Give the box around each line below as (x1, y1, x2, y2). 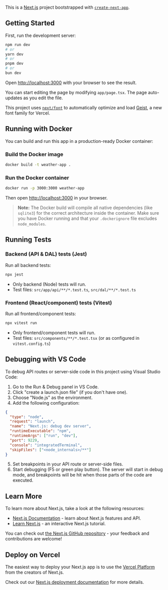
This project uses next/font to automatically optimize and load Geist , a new (5, 104, 162, 110)
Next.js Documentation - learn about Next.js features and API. (12, 515, 141, 521)
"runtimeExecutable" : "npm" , (10, 428, 71, 434)
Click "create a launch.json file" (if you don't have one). (12, 389, 128, 395)
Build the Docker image (5, 150, 64, 158)
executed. (12, 477, 34, 483)
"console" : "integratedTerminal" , (10, 443, 82, 448)
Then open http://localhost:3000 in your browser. (5, 195, 108, 201)
